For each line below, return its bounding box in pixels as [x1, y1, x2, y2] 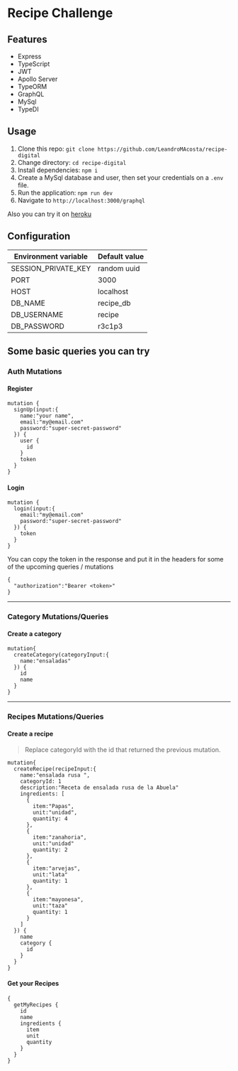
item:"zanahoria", [33, 834, 87, 841]
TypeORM [17, 82, 47, 90]
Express [17, 52, 42, 60]
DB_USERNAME [11, 309, 64, 319]
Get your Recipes [7, 979, 59, 988]
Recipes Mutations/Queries [7, 712, 104, 722]
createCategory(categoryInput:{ [13, 652, 110, 659]
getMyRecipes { [13, 1001, 59, 1008]
